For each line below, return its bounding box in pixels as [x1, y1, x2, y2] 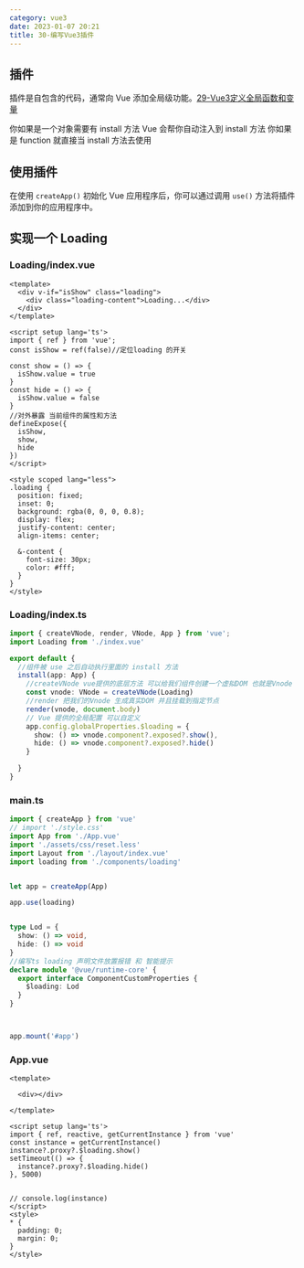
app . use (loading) [9, 898, 76, 908]
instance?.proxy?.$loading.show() [9, 1146, 142, 1156]
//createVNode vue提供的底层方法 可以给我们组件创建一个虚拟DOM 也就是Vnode [26, 679, 293, 688]
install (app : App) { [17, 671, 96, 680]
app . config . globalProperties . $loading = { [26, 721, 190, 731]
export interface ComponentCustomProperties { [17, 974, 198, 983]
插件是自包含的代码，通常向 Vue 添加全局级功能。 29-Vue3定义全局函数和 [9, 92, 287, 103]
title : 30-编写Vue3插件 [9, 30, 94, 39]
